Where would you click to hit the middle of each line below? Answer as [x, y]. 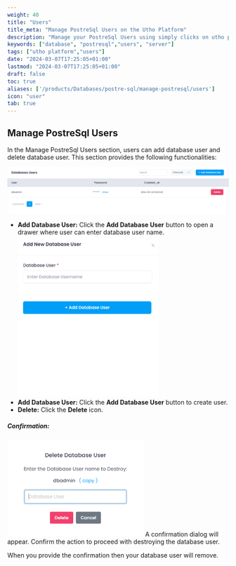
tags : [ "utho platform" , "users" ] [56, 52]
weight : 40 [23, 15]
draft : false [26, 74]
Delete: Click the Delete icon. [60, 410]
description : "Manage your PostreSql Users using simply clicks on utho [116, 37]
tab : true [22, 104]
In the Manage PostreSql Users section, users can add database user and [114, 149]
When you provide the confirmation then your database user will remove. [113, 555]
